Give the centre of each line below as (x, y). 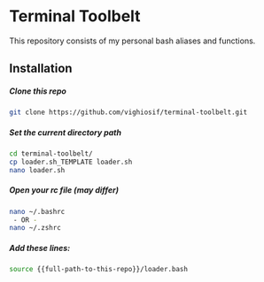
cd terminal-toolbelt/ (51, 154)
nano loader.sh (37, 170)
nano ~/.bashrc (37, 211)
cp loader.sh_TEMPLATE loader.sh (71, 162)
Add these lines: (40, 248)
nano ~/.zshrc (35, 228)
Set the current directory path (66, 132)
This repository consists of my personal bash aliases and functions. (132, 41)
